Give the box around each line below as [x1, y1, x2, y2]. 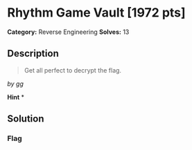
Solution [7, 113, 44, 125]
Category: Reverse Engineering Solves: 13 [7, 28, 130, 36]
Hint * [7, 93, 25, 101]
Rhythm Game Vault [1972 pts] [7, 5, 186, 21]
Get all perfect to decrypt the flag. [24, 66, 122, 74]
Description [7, 48, 59, 59]
